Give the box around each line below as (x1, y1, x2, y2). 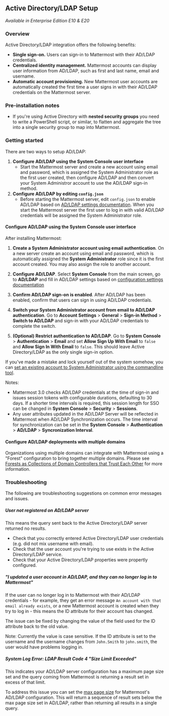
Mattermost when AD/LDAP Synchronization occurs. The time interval (12, 416, 158, 422)
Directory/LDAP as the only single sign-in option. (12, 349, 114, 355)
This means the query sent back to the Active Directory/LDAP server (5, 520, 148, 526)
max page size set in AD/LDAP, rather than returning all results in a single (5, 700, 157, 706)
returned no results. (5, 525, 46, 532)
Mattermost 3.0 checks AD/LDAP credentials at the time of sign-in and (12, 389, 159, 395)
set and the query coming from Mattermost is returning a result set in (5, 674, 149, 680)
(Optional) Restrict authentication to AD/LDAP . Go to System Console (12, 332, 161, 339)
